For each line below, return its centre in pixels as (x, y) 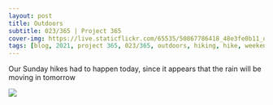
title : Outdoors (36, 23)
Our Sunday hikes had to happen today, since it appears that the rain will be (135, 69)
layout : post (30, 16)
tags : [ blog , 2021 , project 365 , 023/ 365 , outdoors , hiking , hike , (125, 46)
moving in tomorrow (42, 78)
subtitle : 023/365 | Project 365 (65, 31)
